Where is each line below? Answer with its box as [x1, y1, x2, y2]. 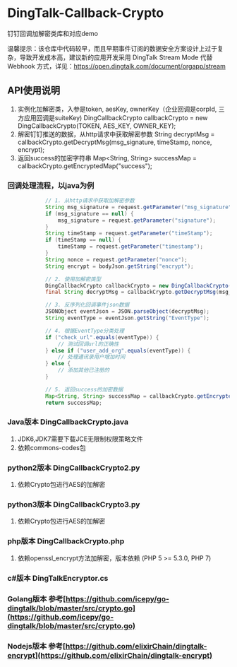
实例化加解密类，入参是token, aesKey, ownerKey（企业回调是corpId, [17, 105, 217, 113]
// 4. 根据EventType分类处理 [44, 327, 125, 334]
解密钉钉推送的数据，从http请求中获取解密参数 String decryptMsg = [17, 129, 215, 138]
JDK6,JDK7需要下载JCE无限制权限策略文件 [17, 435, 143, 443]
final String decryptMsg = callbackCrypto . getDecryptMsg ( [44, 288, 219, 296]
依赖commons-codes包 [17, 443, 86, 451]
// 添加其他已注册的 [57, 367, 110, 374]
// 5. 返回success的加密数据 [44, 386, 123, 393]
